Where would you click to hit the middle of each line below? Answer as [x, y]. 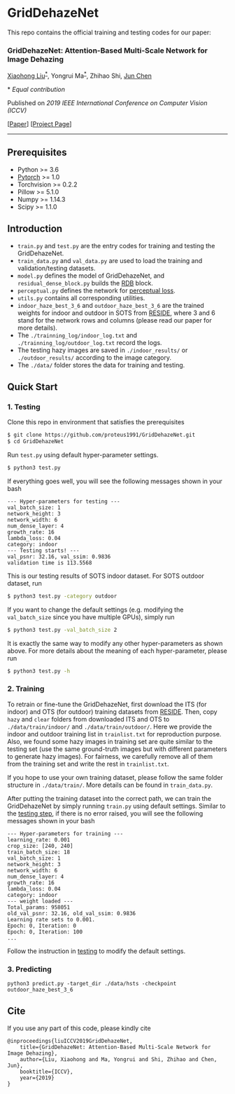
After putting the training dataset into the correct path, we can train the [109, 798]
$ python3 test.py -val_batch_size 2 [62, 630]
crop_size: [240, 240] [40, 846]
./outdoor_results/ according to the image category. [94, 357]
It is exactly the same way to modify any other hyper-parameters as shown [115, 643]
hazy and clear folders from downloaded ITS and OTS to [88, 719]
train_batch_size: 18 [39, 852]
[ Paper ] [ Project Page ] [40, 123]
